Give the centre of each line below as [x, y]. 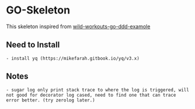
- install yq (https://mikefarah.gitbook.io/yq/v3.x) [73, 58]
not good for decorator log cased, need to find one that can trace [91, 95]
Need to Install [33, 45]
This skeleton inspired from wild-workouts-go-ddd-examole [78, 26]
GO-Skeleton [38, 10]
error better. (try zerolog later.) [51, 100]
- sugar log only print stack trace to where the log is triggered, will [98, 90]
